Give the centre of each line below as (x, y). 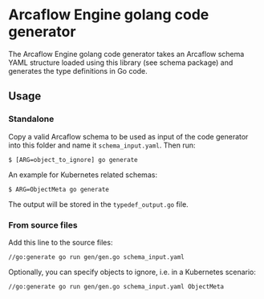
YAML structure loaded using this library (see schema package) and (121, 63)
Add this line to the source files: (61, 242)
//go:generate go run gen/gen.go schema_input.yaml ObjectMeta (116, 286)
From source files (43, 224)
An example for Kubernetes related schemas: (83, 175)
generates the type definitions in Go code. (78, 71)
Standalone (31, 119)
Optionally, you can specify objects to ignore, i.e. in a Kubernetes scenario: (132, 272)
